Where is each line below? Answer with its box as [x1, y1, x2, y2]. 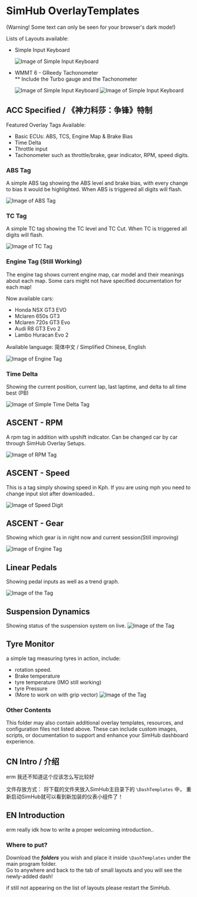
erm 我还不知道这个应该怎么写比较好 [6, 773, 95, 780]
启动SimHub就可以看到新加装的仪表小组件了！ [11, 793, 123, 800]
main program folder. [6, 861, 57, 868]
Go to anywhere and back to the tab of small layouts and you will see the [6, 866, 182, 874]
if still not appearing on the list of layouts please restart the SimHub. [6, 884, 171, 892]
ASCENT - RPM [6, 418, 64, 428]
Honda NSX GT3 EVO [14, 306, 67, 313]
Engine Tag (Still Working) [6, 258, 82, 266]
